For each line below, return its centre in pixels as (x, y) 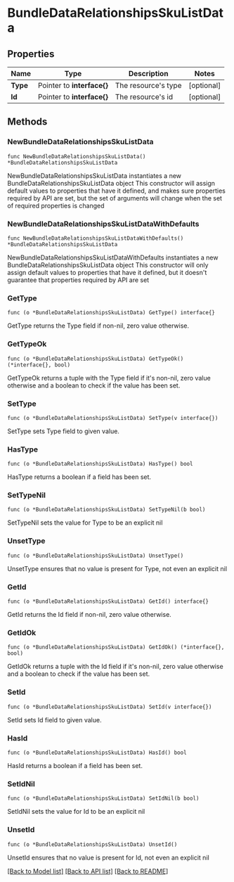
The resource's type (148, 85)
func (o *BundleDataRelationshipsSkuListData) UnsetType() (96, 556)
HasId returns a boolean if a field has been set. (75, 765)
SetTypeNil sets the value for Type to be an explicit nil (85, 523)
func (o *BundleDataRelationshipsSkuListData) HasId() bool (97, 753)
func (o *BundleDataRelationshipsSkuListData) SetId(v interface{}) (110, 707)
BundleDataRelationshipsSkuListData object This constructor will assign (111, 183)
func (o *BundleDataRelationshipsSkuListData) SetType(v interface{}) (113, 418)
